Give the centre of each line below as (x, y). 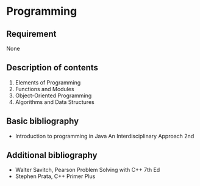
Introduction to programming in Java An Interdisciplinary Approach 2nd (105, 136)
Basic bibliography (43, 121)
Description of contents (52, 68)
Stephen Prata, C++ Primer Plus (55, 176)
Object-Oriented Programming (53, 95)
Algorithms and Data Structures (55, 102)
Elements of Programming (48, 82)
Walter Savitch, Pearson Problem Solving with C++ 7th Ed (87, 170)
